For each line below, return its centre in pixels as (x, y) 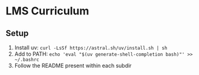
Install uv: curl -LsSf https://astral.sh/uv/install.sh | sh (91, 47)
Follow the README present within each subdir (73, 65)
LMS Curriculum (47, 11)
